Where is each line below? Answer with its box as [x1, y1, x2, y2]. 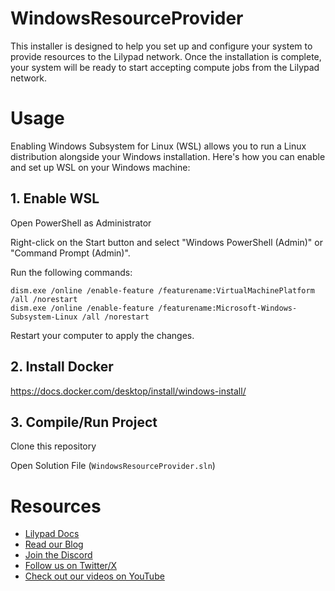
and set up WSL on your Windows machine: [10, 161, 191, 173]
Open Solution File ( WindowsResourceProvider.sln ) [10, 460, 216, 472]
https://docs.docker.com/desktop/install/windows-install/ [10, 385, 247, 397]
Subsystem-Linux [10, 312, 78, 322]
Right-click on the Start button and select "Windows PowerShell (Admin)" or [10, 236, 323, 248]
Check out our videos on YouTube [24, 570, 165, 582]
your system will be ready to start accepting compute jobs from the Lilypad [10, 61, 320, 73]
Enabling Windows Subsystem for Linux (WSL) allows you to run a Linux [10, 140, 307, 152]
